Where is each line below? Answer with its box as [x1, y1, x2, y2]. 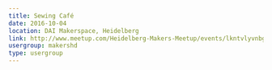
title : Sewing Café [8, 11, 74, 20]
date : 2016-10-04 [8, 19, 67, 27]
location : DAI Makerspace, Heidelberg [8, 27, 139, 35]
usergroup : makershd [8, 42, 79, 50]
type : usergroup [8, 49, 63, 57]
